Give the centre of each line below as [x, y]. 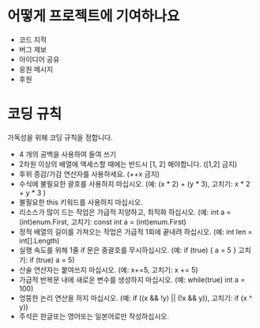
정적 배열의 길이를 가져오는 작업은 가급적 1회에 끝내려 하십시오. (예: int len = [136, 232]
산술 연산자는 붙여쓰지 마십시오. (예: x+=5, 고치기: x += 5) [108, 270]
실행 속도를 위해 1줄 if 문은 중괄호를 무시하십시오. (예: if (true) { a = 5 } [128, 250]
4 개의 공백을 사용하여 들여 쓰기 [67, 154]
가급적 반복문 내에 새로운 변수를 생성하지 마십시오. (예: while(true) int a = [132, 279]
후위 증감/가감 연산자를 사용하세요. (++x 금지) [89, 174]
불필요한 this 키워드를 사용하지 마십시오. [81, 202]
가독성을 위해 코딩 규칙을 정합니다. [60, 137]
